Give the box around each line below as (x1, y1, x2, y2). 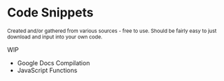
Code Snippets (7, 5, 94, 21)
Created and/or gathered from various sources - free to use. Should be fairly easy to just (7, 27, 217, 34)
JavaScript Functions (17, 66, 78, 74)
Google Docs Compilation (17, 58, 90, 67)
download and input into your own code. (7, 33, 103, 40)
